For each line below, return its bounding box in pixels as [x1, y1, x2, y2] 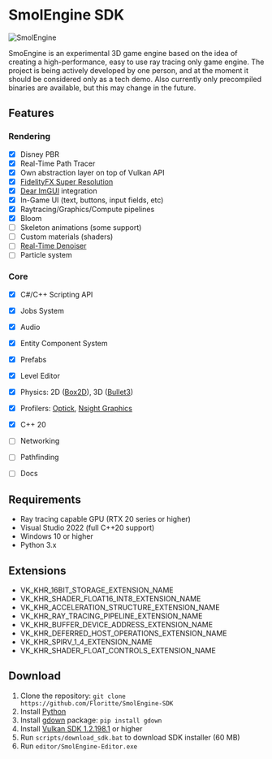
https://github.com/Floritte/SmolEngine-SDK [19, 699, 174, 708]
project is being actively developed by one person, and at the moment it [8, 65, 249, 75]
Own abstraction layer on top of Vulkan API [19, 167, 165, 177]
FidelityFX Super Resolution [19, 176, 114, 186]
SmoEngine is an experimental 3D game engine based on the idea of [8, 48, 238, 58]
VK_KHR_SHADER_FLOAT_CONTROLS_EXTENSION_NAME [19, 646, 217, 656]
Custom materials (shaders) [19, 232, 114, 241]
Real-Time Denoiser [19, 241, 87, 251]
